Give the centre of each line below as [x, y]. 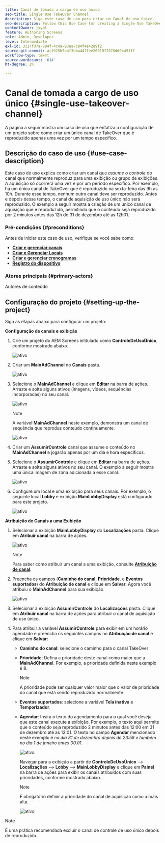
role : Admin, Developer [29, 37]
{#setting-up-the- [111, 302]
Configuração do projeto [43, 302]
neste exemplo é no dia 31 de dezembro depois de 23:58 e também [88, 738]
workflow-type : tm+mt [27, 55]
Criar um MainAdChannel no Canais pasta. [56, 365]
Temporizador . [35, 707]
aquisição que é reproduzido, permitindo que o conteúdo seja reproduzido [81, 209]
